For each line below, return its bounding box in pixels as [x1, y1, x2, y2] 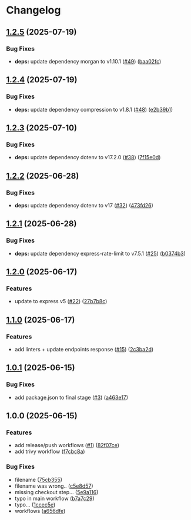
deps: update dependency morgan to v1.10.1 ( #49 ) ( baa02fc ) [14, 58, 162, 65]
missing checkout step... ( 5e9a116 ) [14, 488, 99, 495]
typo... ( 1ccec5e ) [14, 501, 56, 508]
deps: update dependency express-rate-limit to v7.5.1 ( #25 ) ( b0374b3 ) [14, 250, 186, 257]
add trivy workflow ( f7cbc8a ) [14, 448, 85, 455]
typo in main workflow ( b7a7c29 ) [14, 495, 95, 502]
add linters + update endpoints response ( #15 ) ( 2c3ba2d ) [14, 346, 154, 353]
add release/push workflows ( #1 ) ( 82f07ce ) [14, 442, 119, 449]
